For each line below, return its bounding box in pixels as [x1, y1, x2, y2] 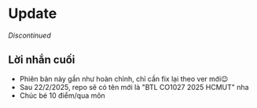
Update [8, 5, 57, 23]
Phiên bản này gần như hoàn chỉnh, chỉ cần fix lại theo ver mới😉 [19, 74, 229, 83]
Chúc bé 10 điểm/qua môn [19, 91, 106, 100]
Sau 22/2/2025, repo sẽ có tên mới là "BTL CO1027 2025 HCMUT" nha [19, 82, 249, 92]
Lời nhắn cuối [8, 53, 75, 67]
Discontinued [8, 31, 51, 40]
